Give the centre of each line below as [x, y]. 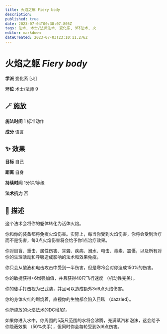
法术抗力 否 [17, 193]
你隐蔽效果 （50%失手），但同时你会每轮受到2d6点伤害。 [64, 327]
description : [19, 14]
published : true [22, 19]
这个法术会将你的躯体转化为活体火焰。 [44, 224]
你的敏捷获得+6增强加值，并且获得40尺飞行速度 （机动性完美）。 [71, 278]
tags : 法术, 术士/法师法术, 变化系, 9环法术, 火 [51, 28]
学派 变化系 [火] [21, 78]
